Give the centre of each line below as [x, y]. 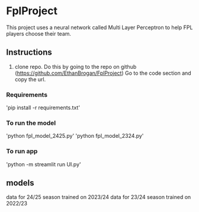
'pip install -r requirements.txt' [43, 107]
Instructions [29, 53]
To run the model [31, 123]
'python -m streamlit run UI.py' [44, 164]
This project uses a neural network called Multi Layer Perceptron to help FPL [99, 27]
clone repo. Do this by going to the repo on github [76, 67]
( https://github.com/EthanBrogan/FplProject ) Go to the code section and [103, 73]
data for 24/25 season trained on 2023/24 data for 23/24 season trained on [99, 197]
